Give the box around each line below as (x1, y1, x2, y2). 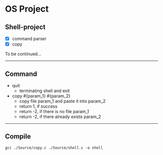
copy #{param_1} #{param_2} (12, 93, 71, 98)
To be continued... (5, 51, 41, 57)
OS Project (5, 3, 49, 15)
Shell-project (5, 23, 46, 31)
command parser (12, 36, 47, 41)
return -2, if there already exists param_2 (19, 114, 101, 119)
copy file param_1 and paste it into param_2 (19, 98, 106, 104)
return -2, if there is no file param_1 (19, 108, 89, 114)
